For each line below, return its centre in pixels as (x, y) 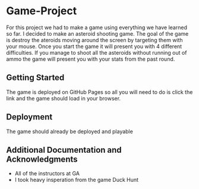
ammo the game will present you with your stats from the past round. (91, 59)
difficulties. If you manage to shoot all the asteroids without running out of (97, 52)
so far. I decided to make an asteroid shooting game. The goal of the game (97, 33)
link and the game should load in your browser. (63, 98)
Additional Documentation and (64, 150)
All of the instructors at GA (47, 174)
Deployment (29, 117)
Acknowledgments (42, 159)
